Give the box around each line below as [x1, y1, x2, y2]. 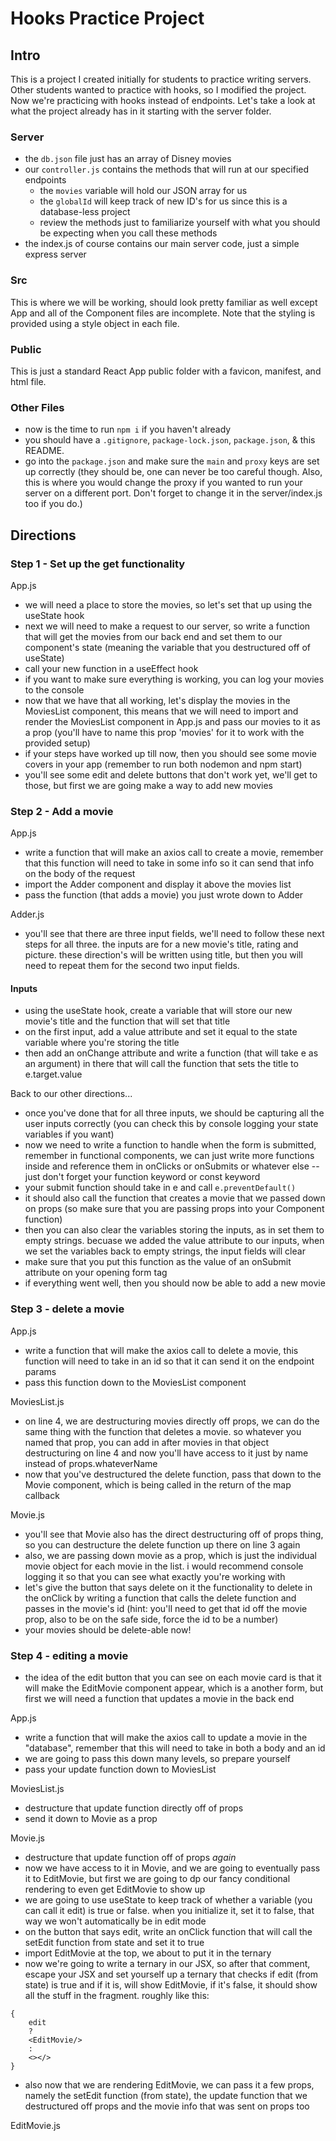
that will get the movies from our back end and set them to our [24, 630, 283, 642]
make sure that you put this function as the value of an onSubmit [24, 1256, 292, 1268]
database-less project [39, 206, 131, 218]
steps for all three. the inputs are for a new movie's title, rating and [24, 938, 299, 951]
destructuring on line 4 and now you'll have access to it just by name [24, 1447, 309, 1459]
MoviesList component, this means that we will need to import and [24, 705, 299, 717]
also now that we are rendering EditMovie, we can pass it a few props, [24, 2078, 315, 2091]
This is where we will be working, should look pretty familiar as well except [10, 296, 318, 308]
